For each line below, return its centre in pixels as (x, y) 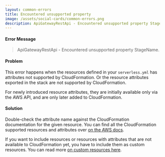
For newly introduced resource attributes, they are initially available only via (82, 92)
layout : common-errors (28, 10)
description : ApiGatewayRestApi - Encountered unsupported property (77, 23)
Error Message (20, 39)
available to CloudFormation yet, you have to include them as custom (75, 144)
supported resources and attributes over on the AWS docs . (65, 130)
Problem (14, 61)
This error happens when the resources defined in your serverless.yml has (81, 72)
